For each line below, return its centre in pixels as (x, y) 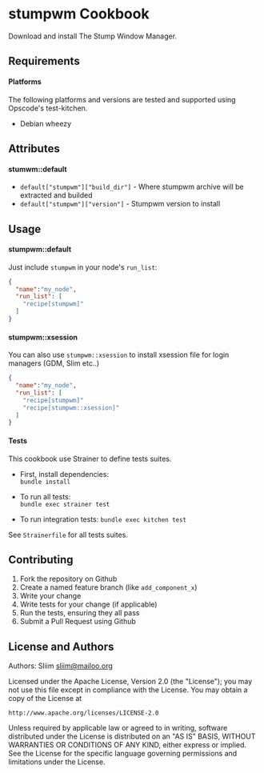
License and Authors (61, 646)
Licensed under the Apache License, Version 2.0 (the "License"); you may (130, 682)
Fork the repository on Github (68, 579)
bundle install (45, 482)
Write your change (50, 596)
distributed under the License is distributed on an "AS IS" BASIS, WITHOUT (132, 736)
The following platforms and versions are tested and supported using (122, 99)
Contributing (41, 560)
